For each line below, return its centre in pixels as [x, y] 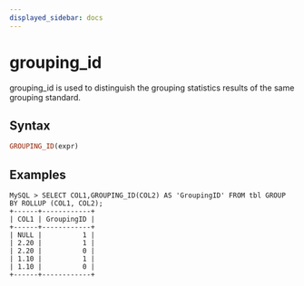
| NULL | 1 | [52, 235]
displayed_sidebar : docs [56, 18]
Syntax [30, 125]
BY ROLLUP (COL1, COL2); [56, 204]
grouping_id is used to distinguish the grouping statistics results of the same [152, 88]
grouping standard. [45, 97]
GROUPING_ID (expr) [44, 147]
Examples [38, 174]
